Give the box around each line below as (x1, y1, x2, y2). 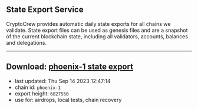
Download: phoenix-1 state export (6, 62, 134, 72)
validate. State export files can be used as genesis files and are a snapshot (6, 27, 188, 34)
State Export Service (6, 5, 84, 15)
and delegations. (6, 39, 47, 46)
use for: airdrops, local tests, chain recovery (14, 96, 122, 103)
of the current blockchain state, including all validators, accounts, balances (6, 32, 189, 40)
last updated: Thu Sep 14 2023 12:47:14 (14, 77, 111, 84)
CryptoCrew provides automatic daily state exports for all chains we (6, 20, 171, 27)
